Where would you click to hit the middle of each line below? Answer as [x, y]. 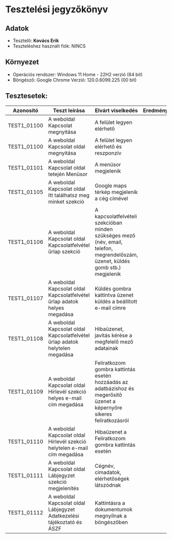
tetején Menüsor [68, 174]
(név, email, [109, 242]
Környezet [22, 62]
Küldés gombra [113, 289]
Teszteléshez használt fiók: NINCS [49, 46]
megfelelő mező [114, 341]
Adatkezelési [64, 515]
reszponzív [108, 153]
